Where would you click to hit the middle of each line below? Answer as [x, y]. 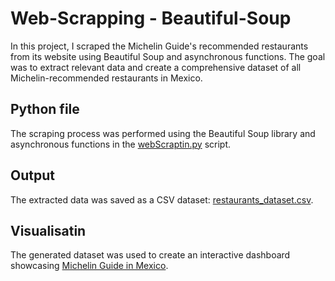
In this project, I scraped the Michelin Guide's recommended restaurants [159, 46]
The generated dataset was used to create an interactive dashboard [150, 255]
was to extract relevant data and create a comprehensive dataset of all [156, 67]
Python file [45, 109]
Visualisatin [48, 230]
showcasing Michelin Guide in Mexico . [89, 266]
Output [32, 175]
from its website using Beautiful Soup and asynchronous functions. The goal [168, 56]
